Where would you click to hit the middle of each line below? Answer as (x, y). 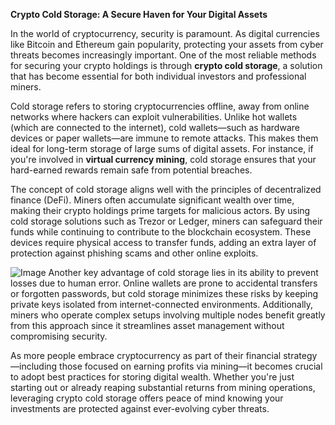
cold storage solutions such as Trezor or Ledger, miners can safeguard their (166, 221)
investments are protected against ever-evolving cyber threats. (140, 408)
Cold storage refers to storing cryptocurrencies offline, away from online (160, 106)
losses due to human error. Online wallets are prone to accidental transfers (164, 283)
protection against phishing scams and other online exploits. (134, 253)
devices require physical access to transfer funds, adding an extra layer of (163, 242)
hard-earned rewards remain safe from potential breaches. (131, 170)
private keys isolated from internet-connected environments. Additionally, (162, 304)
